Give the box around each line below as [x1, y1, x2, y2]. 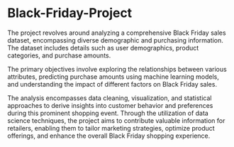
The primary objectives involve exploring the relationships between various [7, 65, 227, 73]
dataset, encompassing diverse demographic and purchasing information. [7, 36, 223, 44]
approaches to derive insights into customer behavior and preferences [7, 101, 213, 109]
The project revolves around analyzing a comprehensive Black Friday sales [7, 28, 226, 37]
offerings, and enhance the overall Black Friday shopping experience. [7, 131, 211, 140]
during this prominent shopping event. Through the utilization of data [7, 109, 209, 117]
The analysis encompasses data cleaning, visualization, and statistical [7, 94, 212, 102]
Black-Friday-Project [7, 5, 133, 21]
